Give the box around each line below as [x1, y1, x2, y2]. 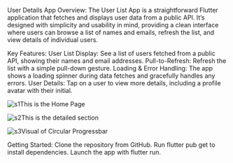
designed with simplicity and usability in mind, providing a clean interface [7, 21, 219, 29]
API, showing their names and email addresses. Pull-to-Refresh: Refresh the [7, 57, 227, 65]
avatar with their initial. [7, 87, 73, 94]
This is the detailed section [20, 113, 99, 122]
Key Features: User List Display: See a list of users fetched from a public [7, 49, 216, 57]
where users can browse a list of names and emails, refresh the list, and [7, 28, 215, 36]
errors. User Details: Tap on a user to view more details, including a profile [7, 79, 222, 87]
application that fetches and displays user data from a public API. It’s [7, 13, 205, 22]
